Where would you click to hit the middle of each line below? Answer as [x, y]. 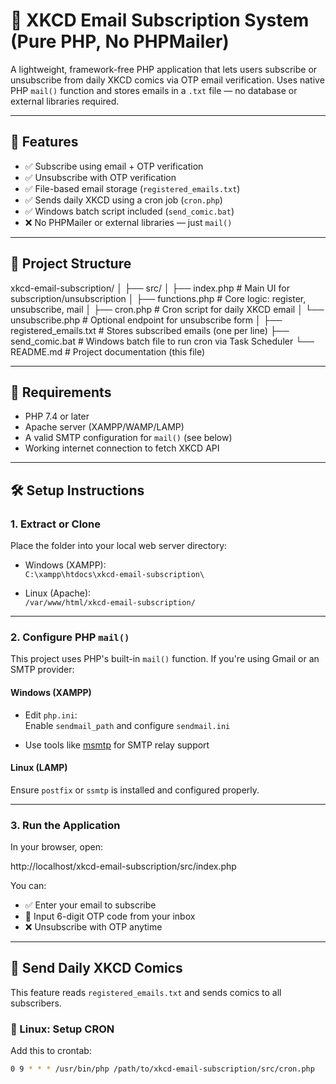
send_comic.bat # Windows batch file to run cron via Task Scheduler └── [162, 341]
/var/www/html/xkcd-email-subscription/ [110, 603]
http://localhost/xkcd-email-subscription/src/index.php [123, 866]
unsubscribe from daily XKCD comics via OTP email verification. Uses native [167, 80]
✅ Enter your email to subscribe [90, 905]
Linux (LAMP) [39, 768]
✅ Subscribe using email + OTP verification [114, 166]
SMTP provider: [42, 670]
